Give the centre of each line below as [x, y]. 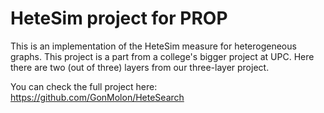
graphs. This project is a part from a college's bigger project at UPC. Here [162, 56]
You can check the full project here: [84, 86]
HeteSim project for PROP [119, 18]
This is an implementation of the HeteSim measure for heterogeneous [153, 46]
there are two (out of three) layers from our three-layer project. [140, 67]
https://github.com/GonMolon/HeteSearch [97, 97]
